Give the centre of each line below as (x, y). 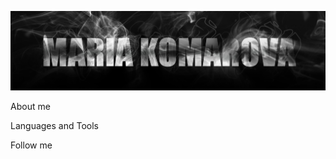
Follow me (31, 145)
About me (30, 107)
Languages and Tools (55, 126)
